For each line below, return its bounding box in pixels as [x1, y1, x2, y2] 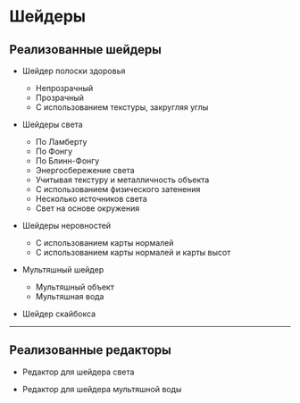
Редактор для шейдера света [21, 366, 135, 377]
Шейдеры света [21, 119, 83, 130]
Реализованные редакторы [9, 342, 172, 358]
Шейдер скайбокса [21, 308, 96, 319]
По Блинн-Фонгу [35, 155, 100, 166]
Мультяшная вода [35, 291, 104, 301]
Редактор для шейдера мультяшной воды [21, 383, 182, 394]
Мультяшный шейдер [21, 264, 104, 274]
